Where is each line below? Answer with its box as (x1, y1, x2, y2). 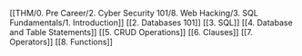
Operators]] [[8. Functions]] (9, 36, 114, 47)
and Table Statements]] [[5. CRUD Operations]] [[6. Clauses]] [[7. (9, 27, 253, 37)
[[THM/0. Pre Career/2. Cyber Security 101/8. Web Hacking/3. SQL (9, 8, 259, 18)
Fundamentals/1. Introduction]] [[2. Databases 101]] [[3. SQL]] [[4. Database (9, 17, 293, 28)
